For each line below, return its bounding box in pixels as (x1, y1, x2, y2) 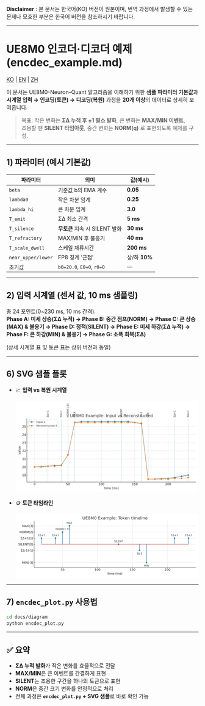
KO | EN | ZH (6, 76, 38, 83)
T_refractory (9, 236, 42, 242)
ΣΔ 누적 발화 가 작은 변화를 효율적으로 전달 (15, 661, 116, 669)
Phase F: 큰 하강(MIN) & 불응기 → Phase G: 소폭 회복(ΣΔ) (6, 330, 146, 337)
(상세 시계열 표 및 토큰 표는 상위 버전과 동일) (6, 344, 111, 351)
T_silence (9, 226, 34, 232)
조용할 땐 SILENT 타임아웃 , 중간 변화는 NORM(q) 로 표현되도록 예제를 (21, 124, 188, 131)
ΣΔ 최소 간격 (57, 215, 88, 223)
